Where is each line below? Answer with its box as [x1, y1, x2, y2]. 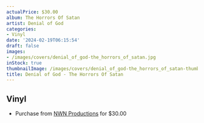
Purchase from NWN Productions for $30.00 [15, 110, 127, 118]
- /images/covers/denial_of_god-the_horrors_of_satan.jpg [6, 54, 156, 60]
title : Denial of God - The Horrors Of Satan [6, 71, 123, 77]
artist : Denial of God [6, 20, 64, 26]
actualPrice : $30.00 [6, 9, 59, 15]
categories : [6, 26, 36, 32]
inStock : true [6, 60, 42, 66]
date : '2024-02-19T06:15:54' [6, 37, 80, 43]
